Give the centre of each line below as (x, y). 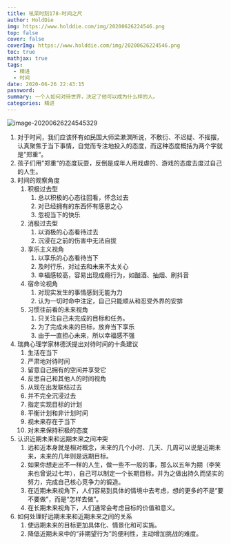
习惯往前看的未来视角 (58, 309)
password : (21, 90)
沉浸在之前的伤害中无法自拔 (77, 240)
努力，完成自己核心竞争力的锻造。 (76, 482)
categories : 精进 (31, 103)
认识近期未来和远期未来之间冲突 (62, 439)
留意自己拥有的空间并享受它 (67, 370)
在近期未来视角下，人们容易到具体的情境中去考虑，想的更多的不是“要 (125, 490)
